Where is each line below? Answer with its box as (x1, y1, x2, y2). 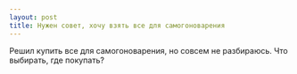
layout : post (9, 12, 58, 22)
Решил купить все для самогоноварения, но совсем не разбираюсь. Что (9, 45, 288, 55)
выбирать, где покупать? (9, 55, 105, 65)
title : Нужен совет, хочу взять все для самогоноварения (9, 21, 226, 30)
